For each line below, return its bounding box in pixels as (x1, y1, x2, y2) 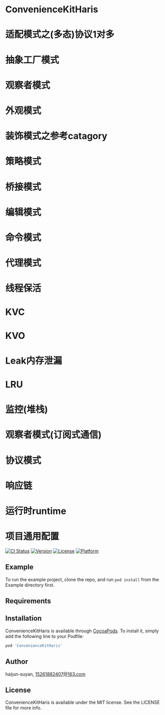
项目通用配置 (5, 531, 60, 542)
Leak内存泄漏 (5, 355, 62, 366)
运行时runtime (5, 505, 66, 517)
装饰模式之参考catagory (5, 130, 108, 142)
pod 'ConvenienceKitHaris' (5, 643, 63, 648)
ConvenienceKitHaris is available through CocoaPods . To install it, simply (5, 627, 159, 634)
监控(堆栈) (5, 404, 49, 415)
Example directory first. (5, 582, 55, 588)
